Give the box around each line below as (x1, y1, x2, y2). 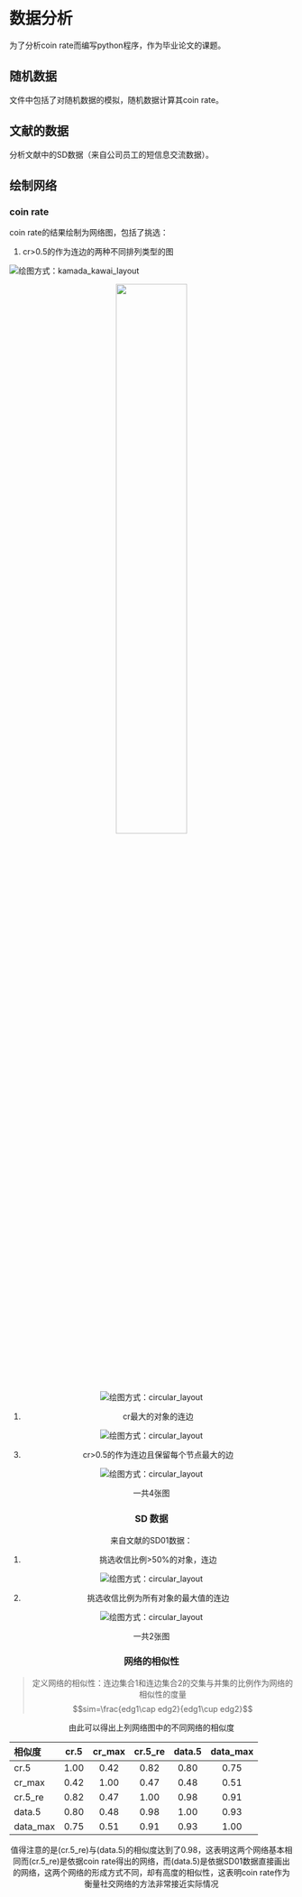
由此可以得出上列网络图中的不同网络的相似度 (69, 1722, 234, 1733)
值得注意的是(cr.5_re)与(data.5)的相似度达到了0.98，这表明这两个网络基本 (10, 1844, 285, 1855)
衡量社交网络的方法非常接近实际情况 (84, 1878, 219, 1889)
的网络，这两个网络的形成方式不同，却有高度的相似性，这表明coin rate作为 (13, 1866, 290, 1877)
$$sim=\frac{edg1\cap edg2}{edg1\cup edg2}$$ (72, 1703, 253, 1714)
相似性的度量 (138, 1689, 187, 1699)
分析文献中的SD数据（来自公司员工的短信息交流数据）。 (9, 149, 215, 160)
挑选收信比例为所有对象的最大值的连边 (87, 1592, 230, 1603)
